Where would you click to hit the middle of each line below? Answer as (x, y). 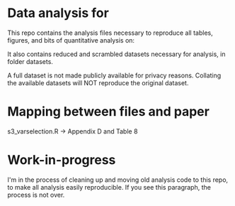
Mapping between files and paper (109, 112)
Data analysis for (58, 13)
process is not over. (36, 195)
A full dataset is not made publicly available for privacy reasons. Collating (114, 75)
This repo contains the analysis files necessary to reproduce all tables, (110, 33)
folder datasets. (30, 61)
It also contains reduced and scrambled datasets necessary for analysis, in (116, 54)
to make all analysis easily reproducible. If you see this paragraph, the (109, 187)
